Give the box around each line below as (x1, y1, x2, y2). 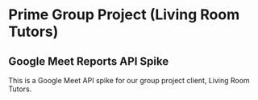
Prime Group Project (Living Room (8, 6, 240, 24)
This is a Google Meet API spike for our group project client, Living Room (8, 76, 250, 85)
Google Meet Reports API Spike (8, 54, 169, 68)
